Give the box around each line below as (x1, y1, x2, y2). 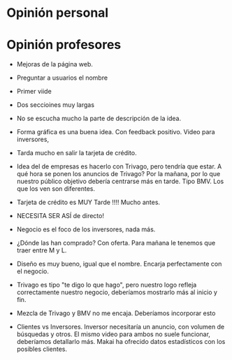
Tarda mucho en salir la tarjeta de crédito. (16, 149, 137, 157)
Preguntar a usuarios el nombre (16, 73, 108, 82)
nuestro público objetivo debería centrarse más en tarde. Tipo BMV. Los (16, 177, 224, 186)
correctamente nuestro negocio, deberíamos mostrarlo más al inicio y (16, 288, 218, 296)
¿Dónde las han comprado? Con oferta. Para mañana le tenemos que (16, 239, 216, 247)
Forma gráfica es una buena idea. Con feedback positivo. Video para (16, 128, 215, 136)
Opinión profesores (6, 37, 122, 53)
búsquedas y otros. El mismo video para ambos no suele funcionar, (16, 330, 211, 338)
